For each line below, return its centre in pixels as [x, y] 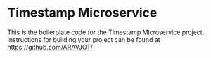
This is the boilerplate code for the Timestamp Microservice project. [106, 32]
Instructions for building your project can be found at [84, 39]
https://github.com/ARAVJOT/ [50, 47]
